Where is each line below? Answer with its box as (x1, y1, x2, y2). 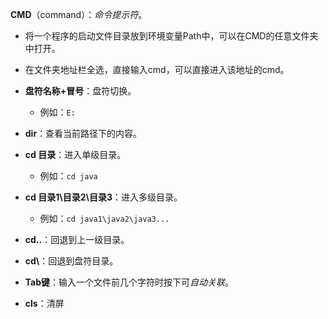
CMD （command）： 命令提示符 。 (10, 9, 148, 20)
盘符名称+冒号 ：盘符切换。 (24, 85, 137, 97)
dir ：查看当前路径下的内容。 (24, 128, 143, 139)
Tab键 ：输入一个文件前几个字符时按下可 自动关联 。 (24, 276, 235, 288)
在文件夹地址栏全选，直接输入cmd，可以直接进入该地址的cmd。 (24, 64, 290, 75)
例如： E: (39, 106, 76, 118)
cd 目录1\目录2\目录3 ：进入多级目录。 (24, 191, 183, 203)
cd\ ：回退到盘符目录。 (24, 255, 119, 267)
